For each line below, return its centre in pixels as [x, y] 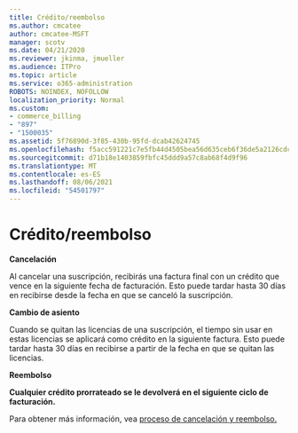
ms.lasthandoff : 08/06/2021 [61, 183]
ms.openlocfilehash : [47, 149]
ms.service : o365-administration [71, 83]
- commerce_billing [45, 116]
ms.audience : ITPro [45, 67]
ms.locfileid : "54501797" [57, 191]
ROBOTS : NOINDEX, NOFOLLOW [59, 91]
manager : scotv [37, 42]
